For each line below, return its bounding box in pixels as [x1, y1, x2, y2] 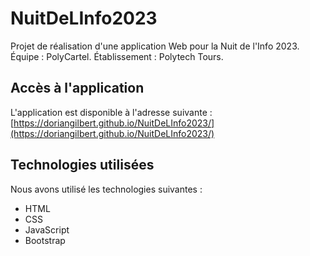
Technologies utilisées [10, 157, 155, 174]
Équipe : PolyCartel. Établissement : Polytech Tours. [10, 50, 224, 62]
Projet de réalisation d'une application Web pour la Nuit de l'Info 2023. [10, 40, 300, 52]
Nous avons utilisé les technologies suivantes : [10, 183, 203, 195]
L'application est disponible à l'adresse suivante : [10, 106, 213, 118]
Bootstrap [24, 234, 66, 246]
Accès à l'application [10, 80, 145, 97]
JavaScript [24, 223, 70, 236]
